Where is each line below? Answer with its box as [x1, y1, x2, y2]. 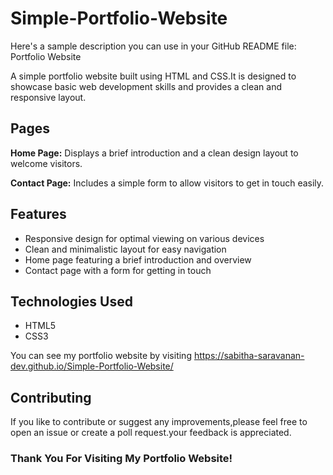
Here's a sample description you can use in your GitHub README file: [10, 40, 297, 52]
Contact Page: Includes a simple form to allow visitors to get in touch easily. [10, 177, 325, 189]
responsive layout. [10, 91, 87, 103]
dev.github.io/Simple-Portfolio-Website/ [10, 360, 174, 372]
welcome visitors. [10, 157, 83, 169]
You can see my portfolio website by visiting [10, 350, 192, 362]
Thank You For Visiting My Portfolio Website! [10, 452, 233, 466]
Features [10, 206, 67, 223]
